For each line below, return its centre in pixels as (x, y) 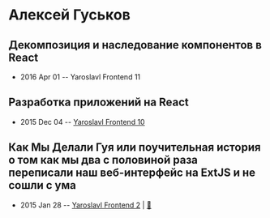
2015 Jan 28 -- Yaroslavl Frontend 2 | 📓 (86, 205)
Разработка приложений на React (99, 103)
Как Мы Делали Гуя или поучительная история (135, 147)
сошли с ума (43, 185)
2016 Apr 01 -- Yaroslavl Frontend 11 (80, 77)
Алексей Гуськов (70, 15)
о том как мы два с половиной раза (103, 160)
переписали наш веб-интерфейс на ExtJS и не (132, 173)
